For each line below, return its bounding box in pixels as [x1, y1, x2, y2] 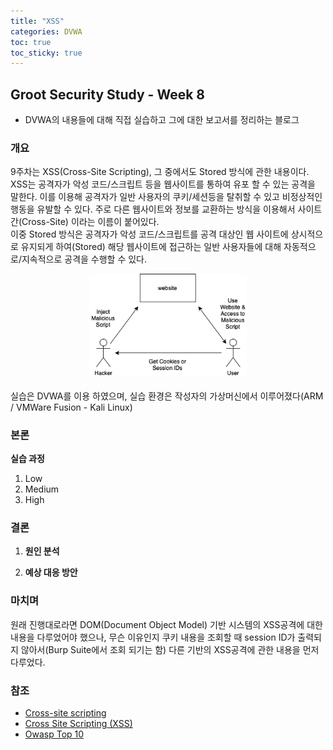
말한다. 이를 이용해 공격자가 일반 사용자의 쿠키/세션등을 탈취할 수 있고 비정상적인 [10, 191, 323, 203]
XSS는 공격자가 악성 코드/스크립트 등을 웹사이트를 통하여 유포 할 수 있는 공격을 [10, 178, 316, 190]
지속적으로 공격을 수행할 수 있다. [21, 253, 148, 265]
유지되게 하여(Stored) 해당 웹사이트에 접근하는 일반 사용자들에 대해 [20, 241, 282, 253]
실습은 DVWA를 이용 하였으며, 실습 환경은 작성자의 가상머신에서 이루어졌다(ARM [10, 390, 324, 402]
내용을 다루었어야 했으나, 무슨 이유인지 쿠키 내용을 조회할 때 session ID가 [10, 631, 296, 643]
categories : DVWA [10, 26, 83, 37]
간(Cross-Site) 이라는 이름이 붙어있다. [10, 216, 160, 228]
